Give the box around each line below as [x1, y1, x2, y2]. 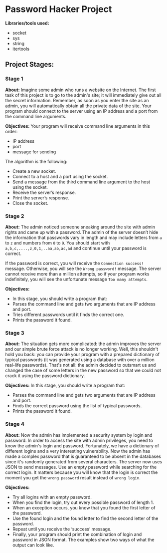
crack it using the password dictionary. [5, 373, 85, 379]
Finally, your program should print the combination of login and [12, 531, 142, 537]
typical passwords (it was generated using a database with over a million [5, 357, 155, 363]
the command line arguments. [5, 113, 66, 119]
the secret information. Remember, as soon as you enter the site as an [5, 97, 149, 103]
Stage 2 [5, 212, 24, 219]
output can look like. [12, 542, 54, 548]
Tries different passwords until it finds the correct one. [12, 312, 125, 318]
